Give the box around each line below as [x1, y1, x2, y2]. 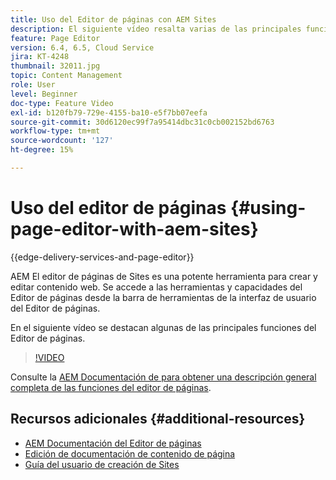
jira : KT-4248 [10, 52, 70, 62]
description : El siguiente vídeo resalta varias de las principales [10, 24, 302, 34]
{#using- [230, 197, 307, 220]
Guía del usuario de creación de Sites [24, 458, 180, 470]
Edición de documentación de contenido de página [24, 447, 236, 460]
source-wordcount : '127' [10, 136, 114, 146]
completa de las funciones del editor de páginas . [10, 381, 212, 393]
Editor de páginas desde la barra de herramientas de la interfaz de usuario [10, 291, 317, 303]
